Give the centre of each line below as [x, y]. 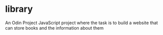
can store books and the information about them [54, 28]
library [19, 9]
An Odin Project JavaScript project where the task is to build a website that [81, 23]
